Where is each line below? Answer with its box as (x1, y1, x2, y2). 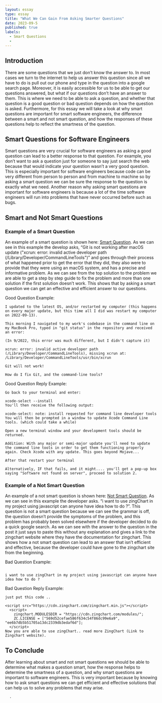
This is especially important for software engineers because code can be (5, 168, 151, 175)
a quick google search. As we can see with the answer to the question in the (5, 524, 157, 530)
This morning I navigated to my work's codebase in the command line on (5, 321, 155, 327)
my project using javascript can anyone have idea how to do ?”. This (5, 503, 141, 509)
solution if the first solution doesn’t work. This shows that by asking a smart (5, 280, 156, 286)
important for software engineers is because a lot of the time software (5, 189, 145, 195)
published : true (5, 25, 38, 30)
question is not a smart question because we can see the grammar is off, (5, 508, 150, 514)
